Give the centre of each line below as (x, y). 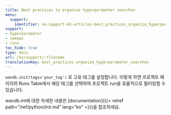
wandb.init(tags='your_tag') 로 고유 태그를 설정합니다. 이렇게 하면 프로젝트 (82, 77)
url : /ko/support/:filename (35, 57)
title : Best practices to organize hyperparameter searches (70, 10)
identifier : (27, 24)
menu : (11, 15)
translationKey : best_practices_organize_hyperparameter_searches (77, 62)
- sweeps (15, 39)
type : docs (17, 52)
